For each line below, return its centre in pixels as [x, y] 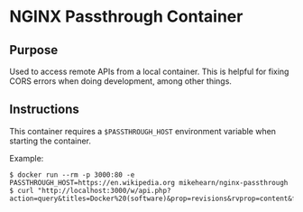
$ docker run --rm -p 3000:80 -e [72, 175]
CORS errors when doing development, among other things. [121, 81]
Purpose [34, 50]
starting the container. [50, 141]
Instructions [44, 110]
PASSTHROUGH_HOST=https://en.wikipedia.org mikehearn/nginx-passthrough [149, 182]
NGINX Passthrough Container [126, 17]
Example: [27, 158]
